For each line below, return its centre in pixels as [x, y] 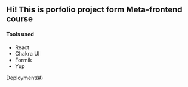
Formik [23, 60]
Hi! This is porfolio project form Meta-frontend [95, 10]
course [20, 19]
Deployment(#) [25, 78]
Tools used [20, 34]
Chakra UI [27, 53]
